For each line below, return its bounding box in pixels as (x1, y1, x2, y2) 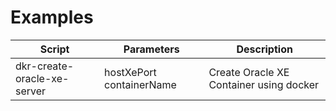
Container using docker (208, 77, 320, 91)
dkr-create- (15, 59, 75, 73)
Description (236, 42, 293, 56)
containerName (104, 77, 177, 91)
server (15, 84, 47, 98)
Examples (10, 6, 94, 29)
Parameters (123, 42, 180, 56)
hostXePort (104, 65, 157, 79)
